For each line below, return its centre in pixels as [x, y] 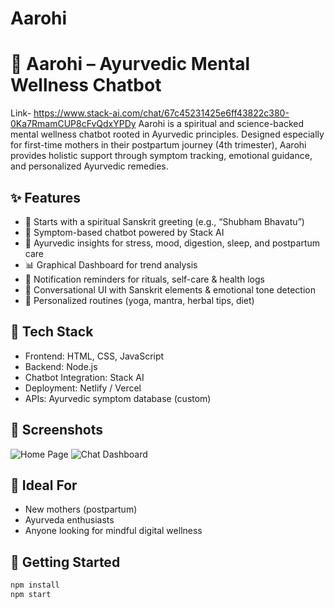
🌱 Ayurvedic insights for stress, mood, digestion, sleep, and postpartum [172, 243]
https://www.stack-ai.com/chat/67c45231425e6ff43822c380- [161, 113]
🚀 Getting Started [65, 562]
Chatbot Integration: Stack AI [84, 377]
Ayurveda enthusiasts [69, 520]
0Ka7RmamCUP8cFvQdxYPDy [73, 124]
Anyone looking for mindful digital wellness [113, 531]
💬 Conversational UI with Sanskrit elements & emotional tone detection [170, 289]
